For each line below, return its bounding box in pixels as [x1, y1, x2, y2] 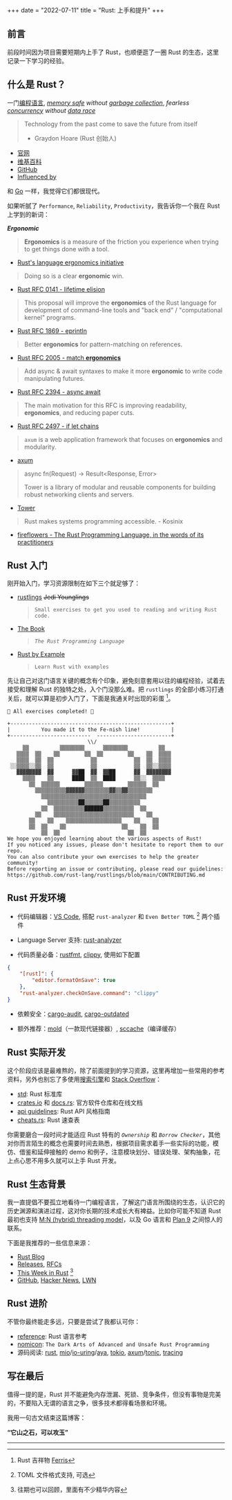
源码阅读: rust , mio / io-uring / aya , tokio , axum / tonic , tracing [17, 1348, 183, 1356]
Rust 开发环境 [7, 892, 66, 904]
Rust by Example [17, 650, 66, 659]
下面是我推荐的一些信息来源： [7, 1239, 92, 1247]
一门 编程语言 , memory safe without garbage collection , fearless [7, 98, 190, 107]
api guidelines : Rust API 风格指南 [17, 1107, 110, 1115]
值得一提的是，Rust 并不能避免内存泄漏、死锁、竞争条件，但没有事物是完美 [7, 1390, 222, 1398]
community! [7, 859, 39, 867]
